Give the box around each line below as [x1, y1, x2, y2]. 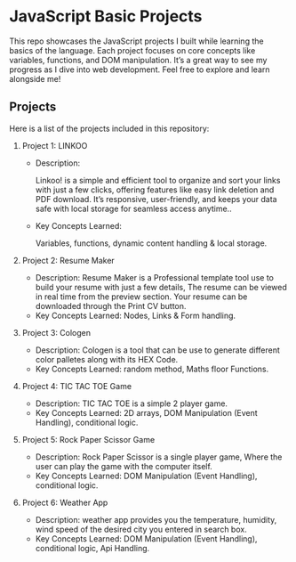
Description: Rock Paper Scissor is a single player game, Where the [35, 452, 283, 462]
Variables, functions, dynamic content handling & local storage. [35, 238, 268, 248]
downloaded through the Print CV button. [35, 300, 187, 311]
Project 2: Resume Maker [21, 255, 116, 265]
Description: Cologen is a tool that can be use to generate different [35, 345, 280, 355]
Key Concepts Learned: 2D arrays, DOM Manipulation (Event [35, 407, 258, 418]
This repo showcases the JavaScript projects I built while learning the [9, 36, 264, 46]
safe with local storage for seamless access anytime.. [35, 203, 233, 214]
